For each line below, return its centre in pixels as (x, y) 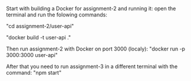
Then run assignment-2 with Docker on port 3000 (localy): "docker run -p (96, 49)
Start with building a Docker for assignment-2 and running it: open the (91, 9)
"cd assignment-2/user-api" (40, 26)
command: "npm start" (34, 72)
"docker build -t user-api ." (39, 37)
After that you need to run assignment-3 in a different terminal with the (92, 66)
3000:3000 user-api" (32, 55)
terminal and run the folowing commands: (57, 15)
